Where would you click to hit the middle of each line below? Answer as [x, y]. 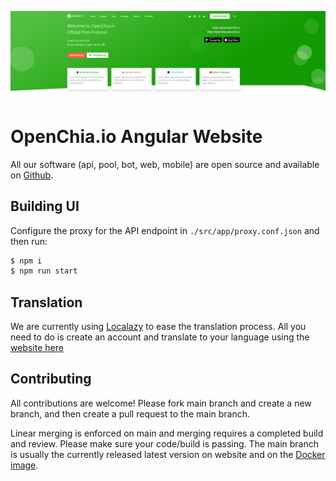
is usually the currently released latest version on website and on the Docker [168, 454]
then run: [29, 241]
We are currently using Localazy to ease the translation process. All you [158, 327]
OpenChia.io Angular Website [136, 136]
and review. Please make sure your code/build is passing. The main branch [164, 443]
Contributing [51, 379]
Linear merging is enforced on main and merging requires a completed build [167, 433]
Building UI [45, 206]
